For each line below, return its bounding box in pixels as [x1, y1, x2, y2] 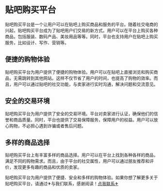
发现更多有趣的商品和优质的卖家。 [13, 164, 81, 170]
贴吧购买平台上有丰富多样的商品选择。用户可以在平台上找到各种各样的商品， [5, 152, 158, 158]
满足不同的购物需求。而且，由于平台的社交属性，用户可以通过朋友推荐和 [5, 158, 149, 164]
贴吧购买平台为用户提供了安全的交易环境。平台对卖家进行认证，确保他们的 [5, 110, 154, 117]
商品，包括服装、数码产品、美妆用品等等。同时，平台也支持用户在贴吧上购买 [5, 34, 158, 39]
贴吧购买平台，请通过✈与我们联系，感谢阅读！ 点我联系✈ [5, 181, 119, 187]
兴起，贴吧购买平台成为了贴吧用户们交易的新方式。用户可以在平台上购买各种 [5, 27, 158, 33]
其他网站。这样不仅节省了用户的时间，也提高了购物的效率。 [34, 75, 154, 81]
